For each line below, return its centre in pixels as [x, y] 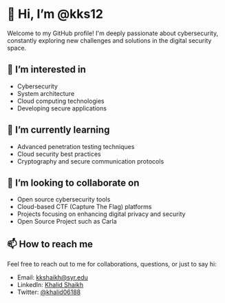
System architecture [46, 93]
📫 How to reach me [50, 244]
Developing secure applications [62, 108]
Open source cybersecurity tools [64, 199]
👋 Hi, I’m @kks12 [55, 14]
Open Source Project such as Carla [67, 222]
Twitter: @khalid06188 [49, 292]
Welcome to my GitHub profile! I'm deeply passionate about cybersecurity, [113, 33]
